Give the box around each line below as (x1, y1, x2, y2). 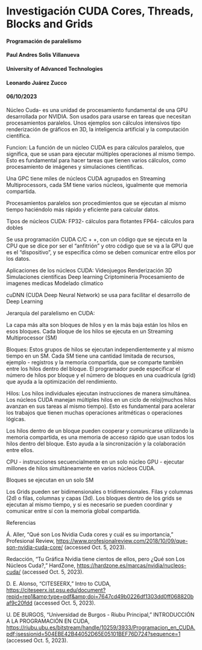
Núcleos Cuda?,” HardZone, (6, 562, 76, 569)
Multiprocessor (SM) (6, 334, 57, 341)
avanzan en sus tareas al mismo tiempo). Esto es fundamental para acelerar (6, 402, 195, 410)
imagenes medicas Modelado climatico (6, 280, 104, 287)
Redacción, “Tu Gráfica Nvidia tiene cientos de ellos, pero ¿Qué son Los (6, 555, 185, 562)
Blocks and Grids (6, 17, 93, 31)
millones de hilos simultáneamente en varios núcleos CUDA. (6, 464, 156, 471)
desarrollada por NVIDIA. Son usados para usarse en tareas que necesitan (6, 113, 191, 120)
